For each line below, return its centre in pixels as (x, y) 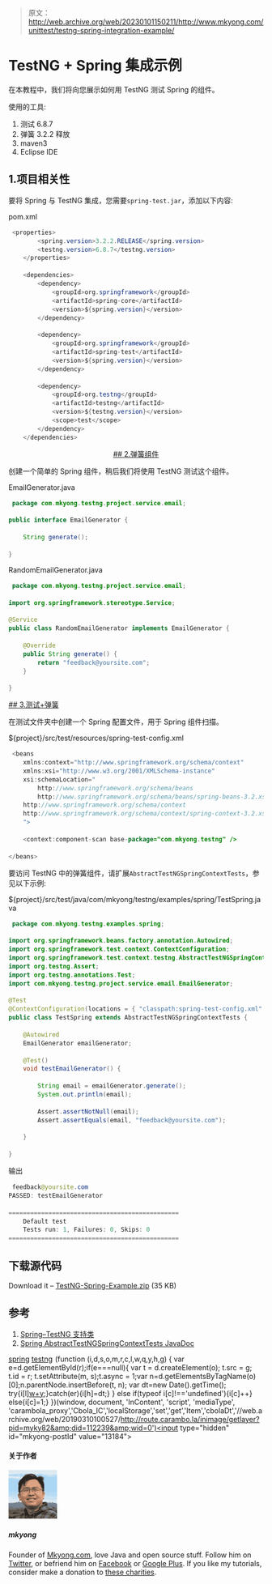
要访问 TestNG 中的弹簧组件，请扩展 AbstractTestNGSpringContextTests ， (131, 873)
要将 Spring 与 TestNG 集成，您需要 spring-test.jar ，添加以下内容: (121, 200)
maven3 (34, 143)
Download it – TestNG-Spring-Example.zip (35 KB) (92, 1285)
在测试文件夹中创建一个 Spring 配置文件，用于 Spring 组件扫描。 (116, 722)
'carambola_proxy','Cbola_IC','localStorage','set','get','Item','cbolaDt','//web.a (136, 1410)
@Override (40, 645)
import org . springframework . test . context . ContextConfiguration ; (119, 950)
